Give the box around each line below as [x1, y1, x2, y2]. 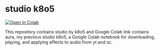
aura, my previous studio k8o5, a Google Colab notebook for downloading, [5, 34, 156, 40]
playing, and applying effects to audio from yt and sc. [5, 39, 113, 45]
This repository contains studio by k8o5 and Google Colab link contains [5, 29, 149, 34]
